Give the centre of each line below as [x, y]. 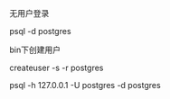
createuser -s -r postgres [57, 67]
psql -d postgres [40, 31]
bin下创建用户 [35, 49]
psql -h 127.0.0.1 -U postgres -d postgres [85, 85]
